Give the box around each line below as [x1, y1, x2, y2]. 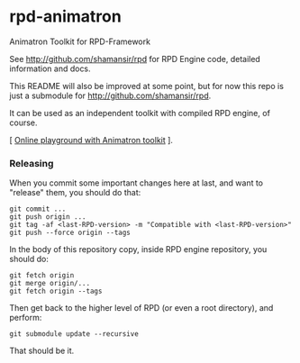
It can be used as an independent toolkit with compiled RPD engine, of [9, 107, 270, 118]
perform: [9, 313, 42, 323]
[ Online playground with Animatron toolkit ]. [9, 134, 174, 145]
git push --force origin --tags [9, 228, 131, 238]
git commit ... [9, 204, 67, 213]
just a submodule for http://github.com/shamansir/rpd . [9, 90, 212, 101]
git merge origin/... [9, 279, 91, 288]
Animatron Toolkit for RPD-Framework [9, 36, 151, 47]
